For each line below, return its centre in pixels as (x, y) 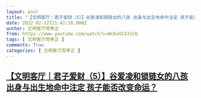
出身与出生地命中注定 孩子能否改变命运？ (82, 88)
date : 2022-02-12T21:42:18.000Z (46, 23)
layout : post (22, 12)
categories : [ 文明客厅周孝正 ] (43, 51)
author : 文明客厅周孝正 (33, 28)
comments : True (25, 45)
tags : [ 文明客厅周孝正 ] (35, 39)
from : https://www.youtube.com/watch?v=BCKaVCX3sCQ (72, 34)
